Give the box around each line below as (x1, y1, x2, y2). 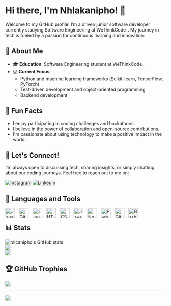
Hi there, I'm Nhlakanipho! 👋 (5, 5, 126, 16)
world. (12, 136, 26, 142)
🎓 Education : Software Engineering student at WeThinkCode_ (12, 60, 145, 67)
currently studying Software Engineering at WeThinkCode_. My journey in (5, 26, 159, 33)
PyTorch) (20, 81, 40, 87)
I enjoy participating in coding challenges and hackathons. (12, 120, 135, 126)
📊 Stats (5, 223, 31, 232)
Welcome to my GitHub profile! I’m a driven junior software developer (5, 21, 150, 27)
